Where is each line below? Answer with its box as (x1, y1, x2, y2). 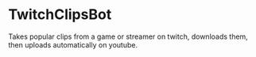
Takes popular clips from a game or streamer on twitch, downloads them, (8, 32, 248, 41)
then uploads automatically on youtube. (8, 40, 138, 49)
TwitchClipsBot (8, 6, 112, 24)
